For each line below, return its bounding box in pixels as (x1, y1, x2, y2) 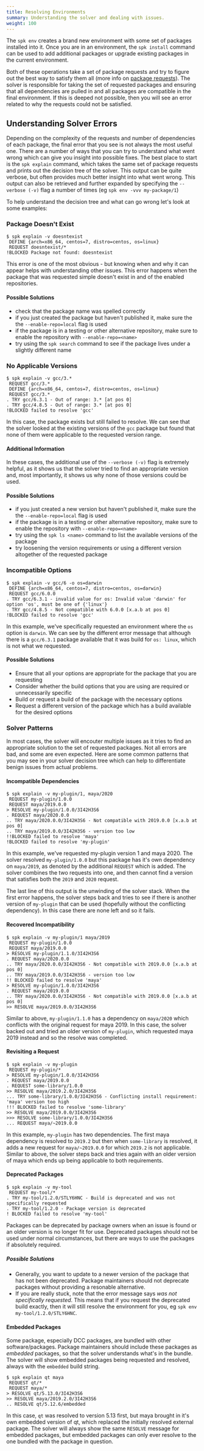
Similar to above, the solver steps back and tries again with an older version (6, 1150, 197, 1158)
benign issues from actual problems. (6, 764, 98, 771)
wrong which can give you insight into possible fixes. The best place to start (6, 154, 197, 162)
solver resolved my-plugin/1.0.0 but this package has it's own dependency (6, 856, 195, 864)
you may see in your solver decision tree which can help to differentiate (6, 757, 186, 764)
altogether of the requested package (15, 551, 108, 558)
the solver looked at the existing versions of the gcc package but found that (6, 425, 195, 432)
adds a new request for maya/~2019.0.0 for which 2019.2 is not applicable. (6, 1144, 191, 1151)
